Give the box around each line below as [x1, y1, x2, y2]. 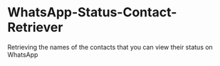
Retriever [7, 19, 63, 35]
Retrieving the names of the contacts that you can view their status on [7, 43, 214, 51]
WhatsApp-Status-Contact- [7, 4, 177, 21]
